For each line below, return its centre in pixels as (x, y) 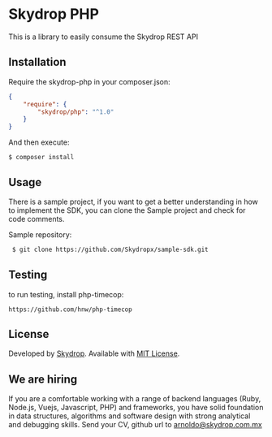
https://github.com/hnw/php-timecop (70, 309)
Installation (37, 62)
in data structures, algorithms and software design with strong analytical (130, 416)
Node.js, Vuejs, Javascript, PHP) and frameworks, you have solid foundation (136, 408)
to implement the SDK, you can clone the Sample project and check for (127, 210)
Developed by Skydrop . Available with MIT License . (94, 353)
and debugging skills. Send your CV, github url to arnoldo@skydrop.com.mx (135, 425)
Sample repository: (40, 234)
